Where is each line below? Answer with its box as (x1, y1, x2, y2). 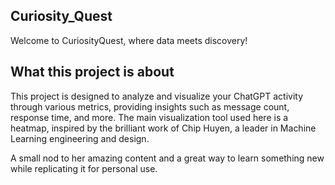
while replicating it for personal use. (10, 162, 158, 174)
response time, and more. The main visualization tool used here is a (10, 111, 289, 123)
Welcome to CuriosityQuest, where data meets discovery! (10, 34, 248, 46)
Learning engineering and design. (10, 132, 150, 144)
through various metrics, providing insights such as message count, (10, 100, 290, 113)
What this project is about (10, 64, 175, 81)
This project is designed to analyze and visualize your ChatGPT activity (10, 90, 304, 102)
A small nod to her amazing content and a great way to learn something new (10, 152, 325, 164)
